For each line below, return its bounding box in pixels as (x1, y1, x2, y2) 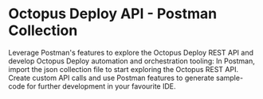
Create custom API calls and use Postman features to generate (8, 73, 215, 82)
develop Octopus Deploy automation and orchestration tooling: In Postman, (8, 56, 255, 66)
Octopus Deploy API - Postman (8, 5, 218, 23)
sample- (215, 73, 244, 82)
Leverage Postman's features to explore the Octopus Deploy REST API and (8, 48, 253, 57)
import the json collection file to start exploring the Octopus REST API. (8, 64, 239, 74)
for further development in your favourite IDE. (26, 81, 177, 91)
